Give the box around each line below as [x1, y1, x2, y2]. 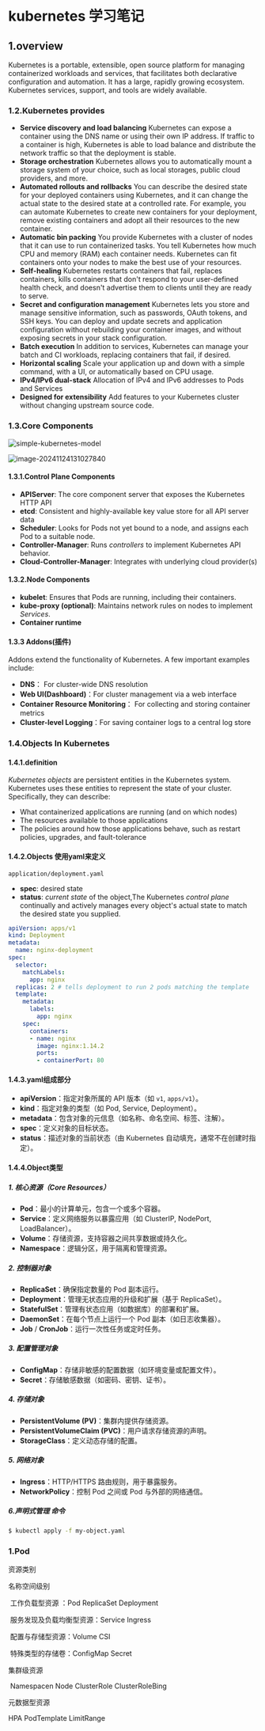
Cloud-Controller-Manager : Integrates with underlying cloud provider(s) [19, 556, 258, 566]
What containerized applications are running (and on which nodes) [19, 807, 237, 817]
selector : [15, 961, 47, 969]
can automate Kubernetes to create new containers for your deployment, [19, 207, 257, 217]
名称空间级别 [8, 1581, 50, 1591]
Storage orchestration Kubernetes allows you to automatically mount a [19, 157, 252, 166]
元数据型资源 [8, 1697, 50, 1706]
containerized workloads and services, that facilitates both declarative [8, 69, 237, 78]
